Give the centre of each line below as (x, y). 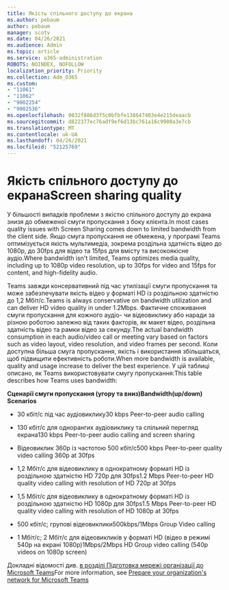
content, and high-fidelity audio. (52, 272)
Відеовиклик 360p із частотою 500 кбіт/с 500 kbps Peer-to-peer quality (120, 448)
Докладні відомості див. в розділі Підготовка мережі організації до (105, 565)
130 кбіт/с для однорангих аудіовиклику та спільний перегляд (107, 427)
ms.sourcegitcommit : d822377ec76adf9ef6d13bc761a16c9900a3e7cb (99, 121)
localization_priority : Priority (55, 70)
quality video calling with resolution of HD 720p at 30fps (96, 483)
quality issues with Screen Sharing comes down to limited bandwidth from (112, 229)
